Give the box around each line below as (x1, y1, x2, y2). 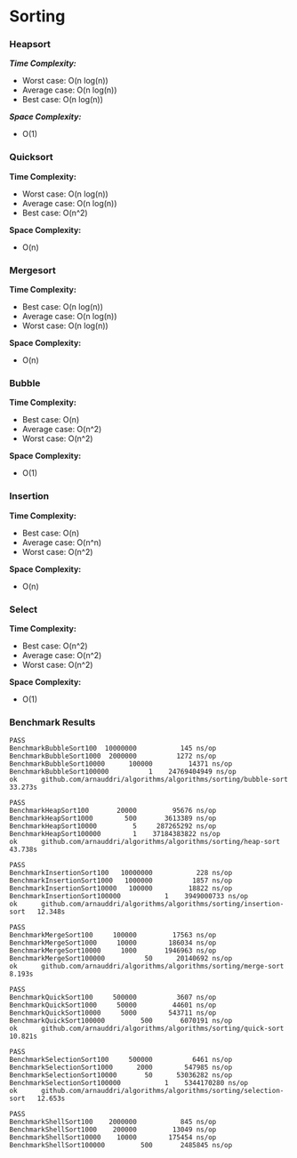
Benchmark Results (9, 716, 96, 728)
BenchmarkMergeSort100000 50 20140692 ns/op (9, 954, 233, 963)
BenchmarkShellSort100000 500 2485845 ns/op (9, 1141, 233, 1150)
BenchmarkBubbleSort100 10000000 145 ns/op (9, 744, 217, 753)
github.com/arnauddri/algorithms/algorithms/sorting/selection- (41, 1087, 285, 1096)
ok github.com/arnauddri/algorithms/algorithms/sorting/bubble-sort (9, 776, 289, 784)
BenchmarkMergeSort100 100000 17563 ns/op (9, 931, 217, 940)
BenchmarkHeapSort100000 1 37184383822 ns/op (9, 830, 221, 839)
